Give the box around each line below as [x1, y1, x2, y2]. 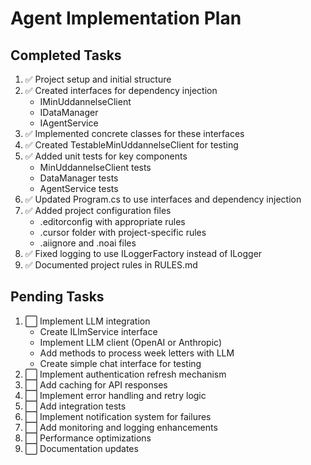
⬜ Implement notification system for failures [24, 410, 212, 422]
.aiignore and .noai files [39, 237, 137, 249]
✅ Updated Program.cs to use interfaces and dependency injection [24, 193, 302, 205]
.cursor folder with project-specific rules [39, 227, 207, 238]
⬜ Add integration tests [24, 400, 127, 412]
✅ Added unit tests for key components [24, 150, 188, 162]
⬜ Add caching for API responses [24, 378, 168, 391]
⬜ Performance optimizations [24, 432, 152, 444]
